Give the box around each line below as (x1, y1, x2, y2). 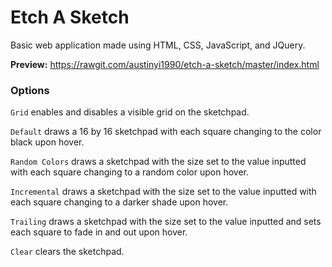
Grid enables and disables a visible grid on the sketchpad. (10, 106, 250, 118)
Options (10, 83, 50, 97)
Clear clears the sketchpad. (10, 246, 125, 258)
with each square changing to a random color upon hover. (10, 166, 250, 178)
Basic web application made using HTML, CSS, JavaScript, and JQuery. (10, 39, 306, 51)
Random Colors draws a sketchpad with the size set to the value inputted (10, 156, 307, 168)
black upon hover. (10, 136, 85, 148)
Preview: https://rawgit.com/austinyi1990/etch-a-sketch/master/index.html (10, 58, 320, 70)
